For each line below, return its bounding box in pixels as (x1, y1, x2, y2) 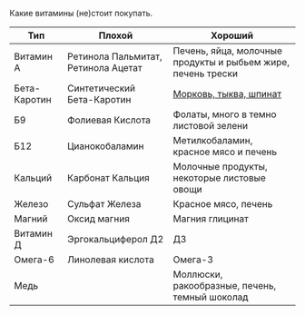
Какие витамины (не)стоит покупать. (9, 8, 152, 18)
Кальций (14, 172, 53, 184)
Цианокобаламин (66, 140, 144, 153)
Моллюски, (172, 268, 223, 281)
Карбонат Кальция (66, 172, 150, 184)
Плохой (98, 29, 133, 42)
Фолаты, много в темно (172, 108, 277, 121)
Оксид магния (66, 212, 130, 225)
